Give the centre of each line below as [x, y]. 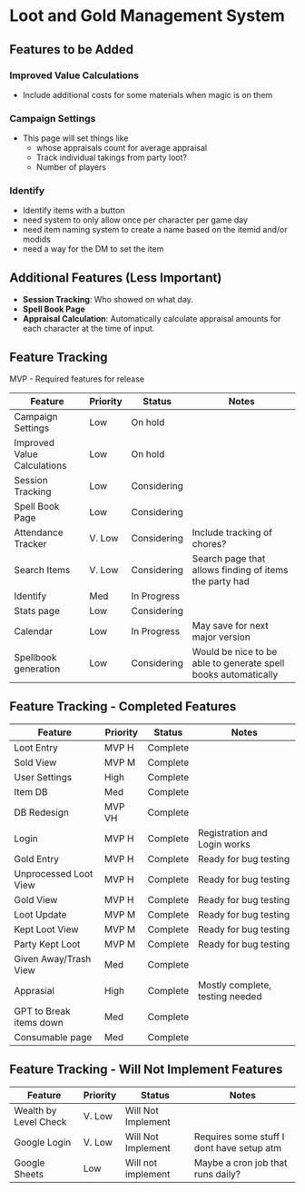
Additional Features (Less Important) [116, 278]
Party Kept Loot [47, 944]
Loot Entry [36, 748]
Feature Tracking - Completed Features [123, 706]
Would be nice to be [235, 652]
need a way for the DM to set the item [93, 249]
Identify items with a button [74, 211]
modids [37, 239]
